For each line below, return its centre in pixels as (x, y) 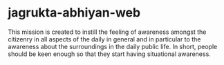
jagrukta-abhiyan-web (74, 13)
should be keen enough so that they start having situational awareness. (110, 54)
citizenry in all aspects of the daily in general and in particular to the (104, 39)
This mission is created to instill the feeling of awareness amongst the (107, 32)
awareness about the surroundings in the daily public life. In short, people (113, 46)
